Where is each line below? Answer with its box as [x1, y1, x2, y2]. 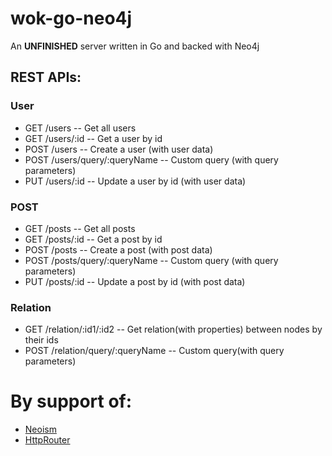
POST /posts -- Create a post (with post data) [24, 243, 213, 256]
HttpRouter [24, 434, 71, 446]
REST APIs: [10, 69, 82, 86]
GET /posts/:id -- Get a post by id [24, 233, 163, 245]
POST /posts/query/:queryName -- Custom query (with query [24, 254, 279, 266]
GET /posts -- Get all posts [24, 222, 136, 234]
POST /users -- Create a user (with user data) [24, 143, 214, 155]
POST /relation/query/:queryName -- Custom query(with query [24, 345, 285, 357]
